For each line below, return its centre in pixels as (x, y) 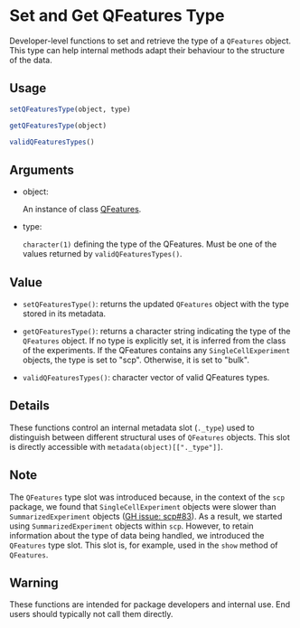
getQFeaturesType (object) (58, 126)
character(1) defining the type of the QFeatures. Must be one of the (150, 244)
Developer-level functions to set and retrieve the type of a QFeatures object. (150, 41)
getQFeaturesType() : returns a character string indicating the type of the (156, 331)
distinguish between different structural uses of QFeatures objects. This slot (150, 437)
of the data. (31, 60)
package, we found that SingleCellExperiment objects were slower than (143, 506)
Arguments (42, 169)
